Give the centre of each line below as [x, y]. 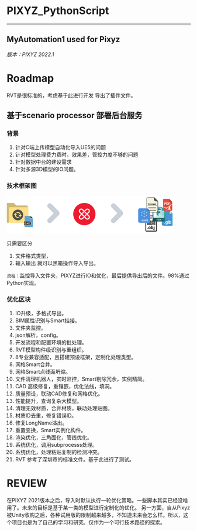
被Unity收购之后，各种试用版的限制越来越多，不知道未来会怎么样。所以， [95, 515]
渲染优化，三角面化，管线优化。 [53, 437]
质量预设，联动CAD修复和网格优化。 [59, 394]
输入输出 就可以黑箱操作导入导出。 [57, 263]
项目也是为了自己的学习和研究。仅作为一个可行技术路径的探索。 [88, 522]
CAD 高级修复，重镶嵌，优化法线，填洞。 [65, 386]
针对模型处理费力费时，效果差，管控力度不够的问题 [77, 155]
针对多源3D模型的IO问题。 [47, 169]
